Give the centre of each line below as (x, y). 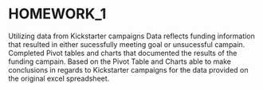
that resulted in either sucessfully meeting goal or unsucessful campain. (127, 44)
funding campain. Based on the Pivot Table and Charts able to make (120, 61)
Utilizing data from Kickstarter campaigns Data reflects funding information (131, 36)
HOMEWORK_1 (57, 14)
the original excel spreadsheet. (59, 78)
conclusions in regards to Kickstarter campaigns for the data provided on (128, 69)
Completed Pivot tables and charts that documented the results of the (123, 53)
